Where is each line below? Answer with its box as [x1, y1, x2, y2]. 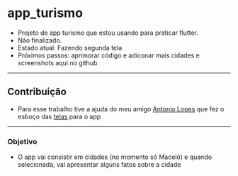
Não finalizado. [17, 35, 62, 44]
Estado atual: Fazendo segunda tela [17, 43, 123, 52]
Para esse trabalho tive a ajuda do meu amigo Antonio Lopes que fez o [17, 104, 225, 113]
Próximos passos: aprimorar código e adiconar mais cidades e [17, 51, 200, 60]
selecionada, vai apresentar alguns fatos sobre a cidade [17, 160, 181, 169]
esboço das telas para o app [17, 112, 101, 121]
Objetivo [7, 136, 38, 146]
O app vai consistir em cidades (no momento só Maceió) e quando [17, 153, 212, 161]
